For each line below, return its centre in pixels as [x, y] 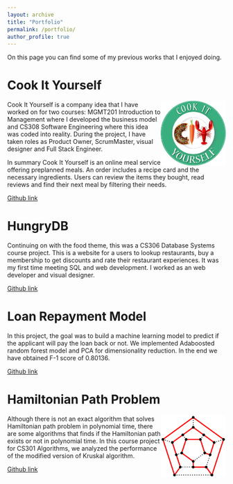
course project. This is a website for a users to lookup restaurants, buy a [111, 253]
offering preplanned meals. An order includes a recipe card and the [103, 170]
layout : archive [31, 15]
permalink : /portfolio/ [42, 29]
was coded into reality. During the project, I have [77, 134]
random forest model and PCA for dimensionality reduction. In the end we [112, 350]
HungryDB [38, 226]
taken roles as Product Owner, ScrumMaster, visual [80, 142]
